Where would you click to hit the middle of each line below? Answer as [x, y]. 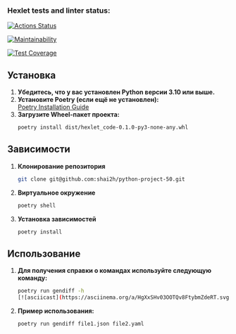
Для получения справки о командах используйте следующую [114, 271]
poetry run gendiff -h [51, 291]
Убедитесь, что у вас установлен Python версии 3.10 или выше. [116, 92]
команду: [32, 278]
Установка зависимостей [57, 219]
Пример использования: [56, 311]
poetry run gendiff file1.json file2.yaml [81, 323]
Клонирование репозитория [61, 166]
